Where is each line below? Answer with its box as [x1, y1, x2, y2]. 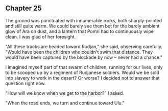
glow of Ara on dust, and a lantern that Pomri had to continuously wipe [5, 28, 154, 34]
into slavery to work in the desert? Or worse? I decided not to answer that [5, 75, 160, 81]
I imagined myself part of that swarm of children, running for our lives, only [5, 64, 163, 70]
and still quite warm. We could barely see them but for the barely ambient [5, 23, 160, 29]
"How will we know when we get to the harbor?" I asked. [5, 90, 124, 96]
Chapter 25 [5, 4, 42, 13]
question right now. [5, 80, 46, 86]
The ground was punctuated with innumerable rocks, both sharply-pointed [5, 17, 162, 23]
